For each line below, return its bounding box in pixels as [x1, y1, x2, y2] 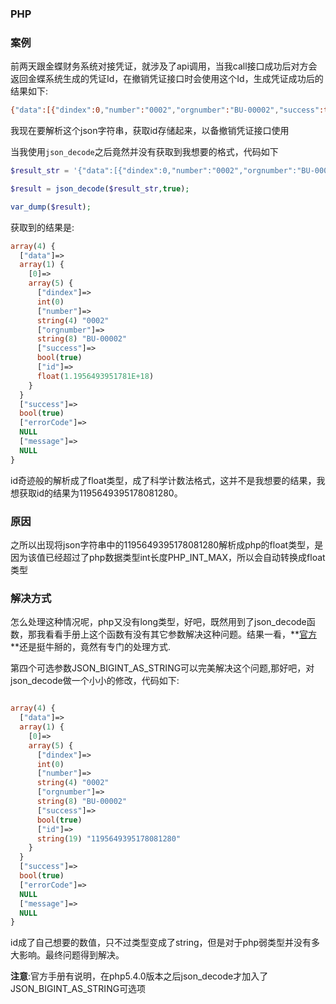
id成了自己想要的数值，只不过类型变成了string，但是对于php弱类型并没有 [10, 937, 312, 949]
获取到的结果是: [10, 221, 75, 233]
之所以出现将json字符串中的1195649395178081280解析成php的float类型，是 [10, 539, 324, 551]
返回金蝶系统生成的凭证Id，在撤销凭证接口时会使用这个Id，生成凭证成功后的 [10, 73, 324, 85]
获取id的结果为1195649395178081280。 [18, 487, 183, 499]
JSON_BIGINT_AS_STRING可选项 [10, 983, 147, 995]
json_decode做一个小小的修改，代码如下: [10, 675, 180, 687]
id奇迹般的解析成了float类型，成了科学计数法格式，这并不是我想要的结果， [10, 474, 317, 486]
